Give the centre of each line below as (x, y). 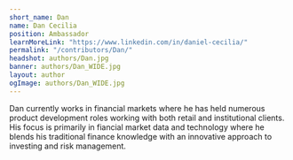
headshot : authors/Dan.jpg (59, 58)
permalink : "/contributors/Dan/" (71, 50)
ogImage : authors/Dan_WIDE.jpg (67, 83)
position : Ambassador (49, 34)
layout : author (37, 75)
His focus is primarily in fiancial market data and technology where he (137, 127)
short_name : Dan (39, 17)
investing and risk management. (68, 146)
